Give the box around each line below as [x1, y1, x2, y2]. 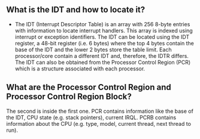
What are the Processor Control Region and [6, 82, 172, 92]
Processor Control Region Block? [6, 92, 132, 102]
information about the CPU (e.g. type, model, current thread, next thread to [6, 120, 192, 127]
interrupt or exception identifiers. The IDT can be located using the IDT [14, 33, 190, 41]
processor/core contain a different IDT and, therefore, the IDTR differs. [14, 52, 189, 59]
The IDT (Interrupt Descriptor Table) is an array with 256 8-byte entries [14, 20, 190, 27]
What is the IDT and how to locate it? [6, 5, 146, 15]
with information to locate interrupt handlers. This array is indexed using [14, 27, 193, 34]
